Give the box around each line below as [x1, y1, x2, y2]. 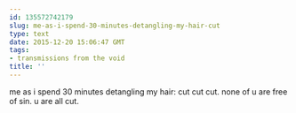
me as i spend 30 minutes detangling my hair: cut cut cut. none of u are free [9, 86, 288, 97]
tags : [9, 46, 29, 55]
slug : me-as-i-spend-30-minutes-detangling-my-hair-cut [9, 21, 220, 30]
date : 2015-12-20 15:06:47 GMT [9, 37, 125, 47]
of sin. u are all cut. [9, 95, 80, 106]
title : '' [9, 63, 46, 72]
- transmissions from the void [9, 54, 125, 63]
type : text [9, 29, 50, 38]
